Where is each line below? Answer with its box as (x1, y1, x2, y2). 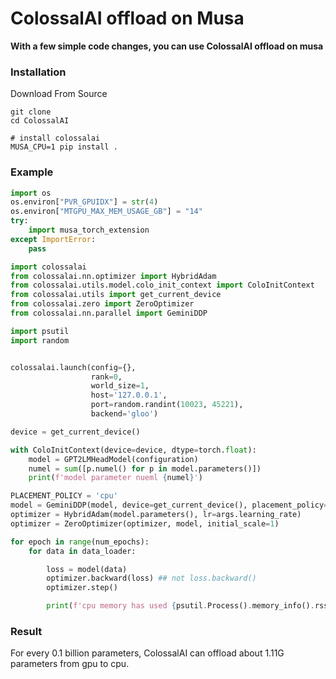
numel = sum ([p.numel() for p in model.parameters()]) (28, 463, 262, 474)
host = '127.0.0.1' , (90, 390, 168, 401)
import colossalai (10, 262, 87, 272)
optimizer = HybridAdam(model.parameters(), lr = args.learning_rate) (10, 510, 302, 520)
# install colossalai (10, 133, 101, 144)
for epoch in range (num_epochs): (10, 537, 150, 547)
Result (10, 624, 43, 638)
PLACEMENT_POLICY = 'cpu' (10, 491, 118, 501)
